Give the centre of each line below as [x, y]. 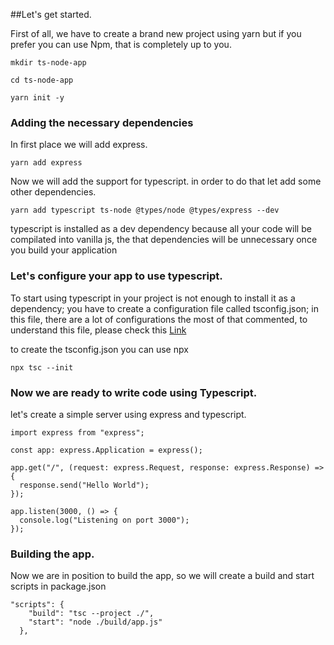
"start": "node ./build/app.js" [95, 622]
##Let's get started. [51, 14]
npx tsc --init [42, 367]
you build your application [64, 250]
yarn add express [46, 163]
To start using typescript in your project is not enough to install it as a [153, 298]
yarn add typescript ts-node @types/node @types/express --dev [145, 210]
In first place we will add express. [79, 145]
